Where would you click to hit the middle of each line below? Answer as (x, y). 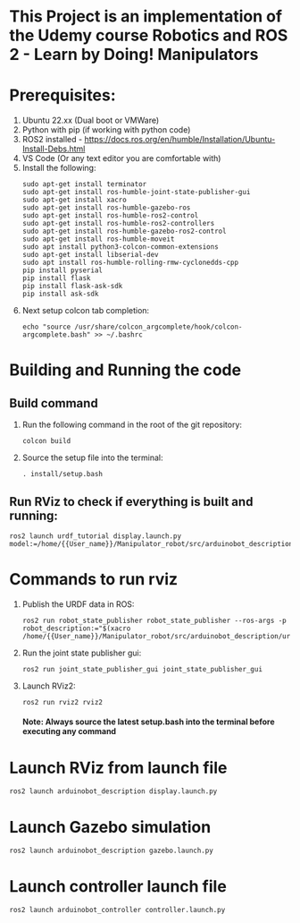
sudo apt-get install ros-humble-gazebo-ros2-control (124, 231)
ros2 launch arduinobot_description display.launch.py (113, 791)
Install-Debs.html (54, 149)
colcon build (46, 441)
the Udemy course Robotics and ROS (149, 35)
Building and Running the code (125, 370)
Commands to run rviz (94, 580)
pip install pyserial (62, 270)
